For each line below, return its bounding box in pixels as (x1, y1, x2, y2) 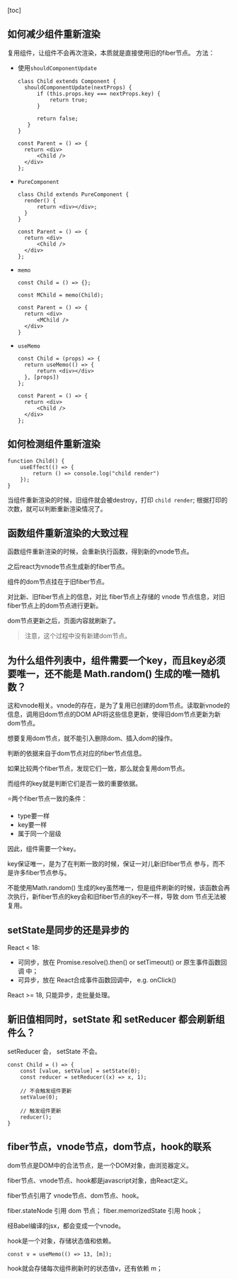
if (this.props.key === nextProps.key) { (36, 90, 161, 97)
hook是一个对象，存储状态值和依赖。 (7, 1236, 115, 1245)
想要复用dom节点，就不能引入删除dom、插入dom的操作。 (7, 734, 177, 742)
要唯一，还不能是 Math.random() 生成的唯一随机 (7, 667, 220, 680)
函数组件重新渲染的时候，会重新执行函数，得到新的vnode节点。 (7, 547, 193, 556)
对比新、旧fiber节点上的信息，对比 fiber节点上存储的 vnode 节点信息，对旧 (7, 593, 226, 601)
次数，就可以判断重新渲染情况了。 (7, 504, 107, 513)
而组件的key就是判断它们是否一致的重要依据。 (7, 779, 142, 788)
